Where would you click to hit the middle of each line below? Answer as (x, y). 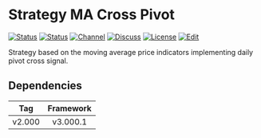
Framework (69, 108)
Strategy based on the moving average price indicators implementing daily (131, 52)
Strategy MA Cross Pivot (92, 15)
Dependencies (45, 86)
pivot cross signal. (38, 61)
